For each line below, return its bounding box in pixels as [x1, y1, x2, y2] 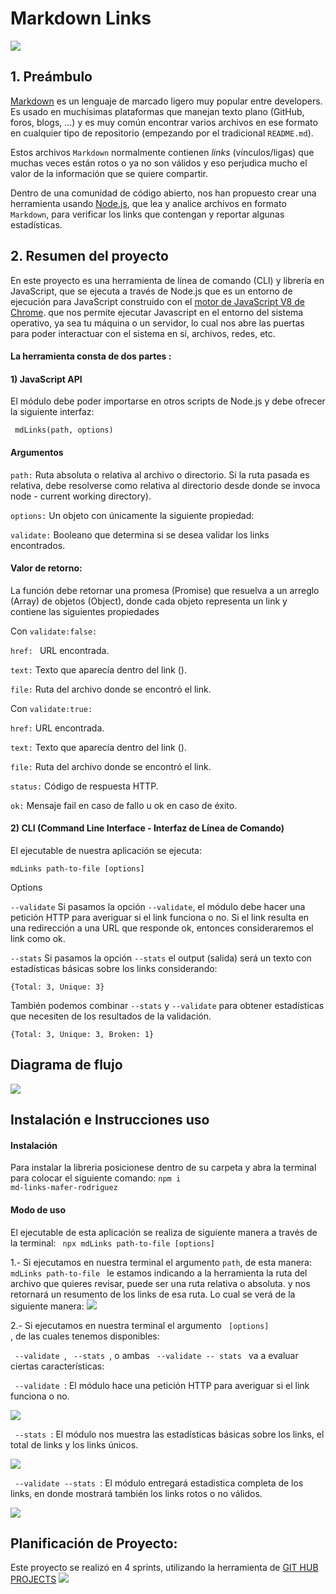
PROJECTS [10, 1573, 57, 1586]
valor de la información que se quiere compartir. [10, 167, 209, 179]
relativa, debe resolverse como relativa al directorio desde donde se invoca [10, 479, 321, 491]
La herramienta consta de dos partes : [10, 350, 172, 362]
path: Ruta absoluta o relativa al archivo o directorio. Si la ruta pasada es [10, 468, 310, 481]
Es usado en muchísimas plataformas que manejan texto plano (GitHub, [10, 105, 305, 117]
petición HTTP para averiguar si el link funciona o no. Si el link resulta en [10, 911, 310, 923]
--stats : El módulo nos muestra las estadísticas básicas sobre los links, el [14, 1428, 325, 1440]
